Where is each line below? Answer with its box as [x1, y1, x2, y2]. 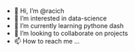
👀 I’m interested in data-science [13, 14, 107, 22]
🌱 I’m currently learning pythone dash [13, 22, 124, 30]
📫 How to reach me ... [13, 37, 80, 45]
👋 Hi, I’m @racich [13, 7, 65, 15]
